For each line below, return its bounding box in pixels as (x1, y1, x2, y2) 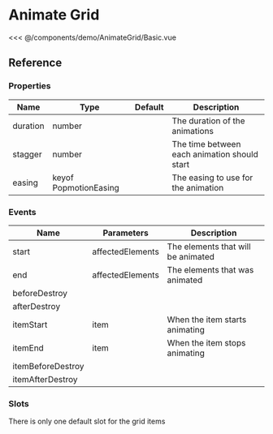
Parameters (102, 227, 149, 238)
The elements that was (167, 264, 254, 275)
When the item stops (167, 337, 246, 348)
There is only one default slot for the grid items (8, 416, 166, 427)
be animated (167, 251, 215, 262)
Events (8, 206, 37, 217)
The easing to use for (171, 172, 253, 183)
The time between (171, 138, 241, 149)
